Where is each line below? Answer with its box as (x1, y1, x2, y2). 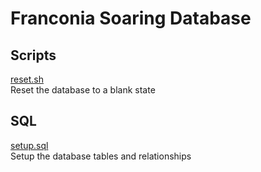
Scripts (10, 47, 57, 64)
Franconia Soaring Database (10, 7, 252, 30)
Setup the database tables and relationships (10, 150, 192, 162)
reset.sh (10, 73, 45, 85)
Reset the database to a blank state (10, 84, 156, 96)
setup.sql (10, 139, 49, 151)
